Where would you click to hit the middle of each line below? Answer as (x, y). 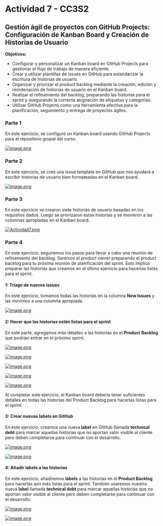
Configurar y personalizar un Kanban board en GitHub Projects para (80, 64)
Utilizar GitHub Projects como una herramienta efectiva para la (75, 105)
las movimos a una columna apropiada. (44, 301)
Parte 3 (14, 199)
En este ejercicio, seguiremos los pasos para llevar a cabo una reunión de (79, 253)
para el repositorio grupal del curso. (41, 139)
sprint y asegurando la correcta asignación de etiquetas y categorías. (82, 100)
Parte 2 (14, 161)
